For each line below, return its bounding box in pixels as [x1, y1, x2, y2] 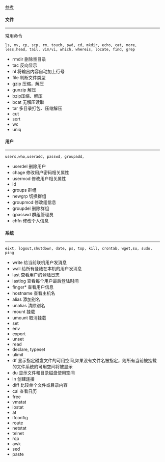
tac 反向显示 [12, 62, 38, 68]
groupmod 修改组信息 [12, 200, 56, 205]
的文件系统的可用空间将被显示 [12, 363, 73, 370]
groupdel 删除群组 [12, 205, 49, 211]
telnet [12, 430, 24, 436]
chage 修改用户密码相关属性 [12, 170, 70, 175]
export [12, 331, 26, 337]
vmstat [12, 399, 27, 404]
